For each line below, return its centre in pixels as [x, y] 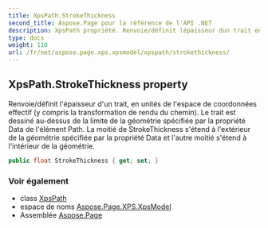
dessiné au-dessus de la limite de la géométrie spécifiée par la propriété [127, 121]
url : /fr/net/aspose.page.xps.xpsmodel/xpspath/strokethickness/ [119, 52]
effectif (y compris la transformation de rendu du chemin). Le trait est [122, 112]
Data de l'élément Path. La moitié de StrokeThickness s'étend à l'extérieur [130, 129]
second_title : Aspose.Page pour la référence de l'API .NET [110, 23]
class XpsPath [43, 198]
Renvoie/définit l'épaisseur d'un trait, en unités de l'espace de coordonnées [133, 103]
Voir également [39, 181]
